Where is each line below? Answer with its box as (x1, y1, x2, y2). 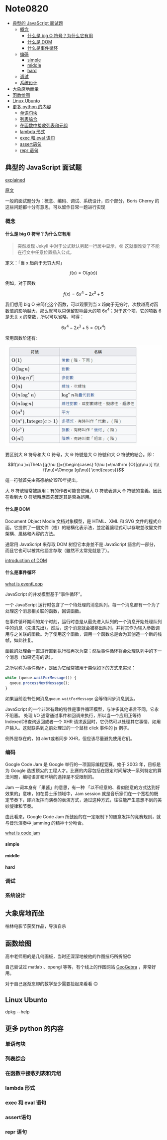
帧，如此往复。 (5, 637, 36, 643)
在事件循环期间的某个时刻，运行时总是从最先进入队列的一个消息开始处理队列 (5, 618, 162, 624)
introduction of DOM (5, 557, 47, 564)
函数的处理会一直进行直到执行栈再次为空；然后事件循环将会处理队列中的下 (5, 648, 158, 654)
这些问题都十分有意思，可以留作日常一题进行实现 (5, 204, 105, 210)
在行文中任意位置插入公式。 (17, 249, 75, 255)
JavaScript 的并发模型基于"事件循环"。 (5, 591, 85, 597)
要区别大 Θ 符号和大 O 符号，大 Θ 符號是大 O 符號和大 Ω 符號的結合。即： (5, 451, 156, 457)
